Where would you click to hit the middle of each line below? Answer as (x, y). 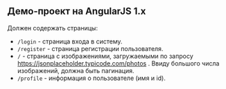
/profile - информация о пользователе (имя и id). (92, 78)
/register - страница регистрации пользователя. (90, 48)
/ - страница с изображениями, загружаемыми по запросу (105, 56)
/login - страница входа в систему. (70, 41)
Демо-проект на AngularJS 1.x (77, 11)
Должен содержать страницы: (53, 28)
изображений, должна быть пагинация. (76, 70)
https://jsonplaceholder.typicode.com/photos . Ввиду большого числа (118, 63)
